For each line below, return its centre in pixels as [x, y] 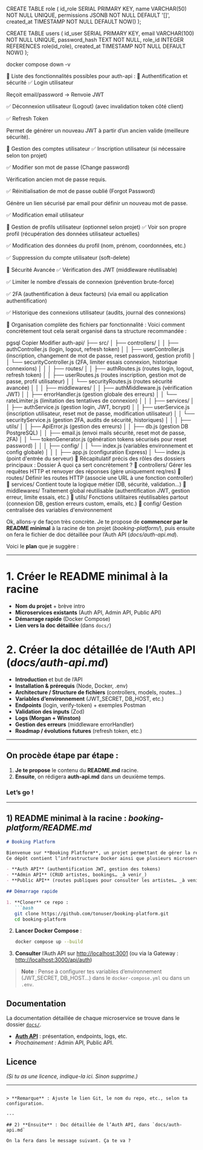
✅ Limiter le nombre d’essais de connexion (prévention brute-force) [90, 282]
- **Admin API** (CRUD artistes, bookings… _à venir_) [77, 875]
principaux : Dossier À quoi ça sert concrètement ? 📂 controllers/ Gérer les [99, 465]
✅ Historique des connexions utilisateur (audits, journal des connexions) [96, 312]
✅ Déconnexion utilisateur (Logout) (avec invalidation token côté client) [95, 106]
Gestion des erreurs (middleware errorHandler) [74, 724]
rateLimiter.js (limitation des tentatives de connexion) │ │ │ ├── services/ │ [100, 401]
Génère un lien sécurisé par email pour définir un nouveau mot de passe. [97, 203]
